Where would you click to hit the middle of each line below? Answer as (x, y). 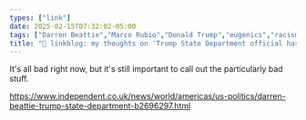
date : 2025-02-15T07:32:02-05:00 (73, 26)
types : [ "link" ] (40, 18)
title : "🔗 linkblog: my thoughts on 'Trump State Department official (146, 43)
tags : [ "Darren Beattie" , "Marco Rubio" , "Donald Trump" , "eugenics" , (140, 35)
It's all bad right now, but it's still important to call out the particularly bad (147, 69)
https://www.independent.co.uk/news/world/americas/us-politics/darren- (148, 96)
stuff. (19, 79)
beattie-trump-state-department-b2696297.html (100, 106)
